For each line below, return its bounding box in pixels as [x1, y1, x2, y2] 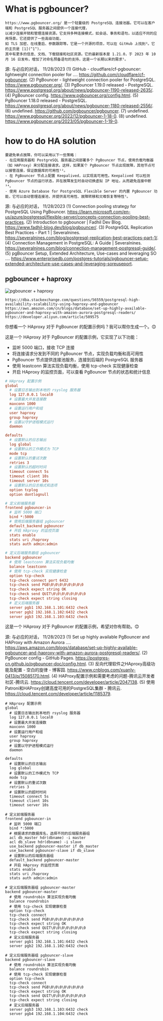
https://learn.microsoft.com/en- [67, 209, 131, 215]
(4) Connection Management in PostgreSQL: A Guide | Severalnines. [5, 240, 142, 245]
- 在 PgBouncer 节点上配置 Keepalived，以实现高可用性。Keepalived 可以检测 [5, 173, 150, 178]
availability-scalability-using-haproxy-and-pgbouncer [5, 302, 119, 307]
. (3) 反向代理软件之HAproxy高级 [86, 661, 151, 667]
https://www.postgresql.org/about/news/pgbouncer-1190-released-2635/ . [5, 87, 154, 93]
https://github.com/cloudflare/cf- [78, 71, 145, 77]
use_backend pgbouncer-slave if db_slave [9, 848, 95, 853]
